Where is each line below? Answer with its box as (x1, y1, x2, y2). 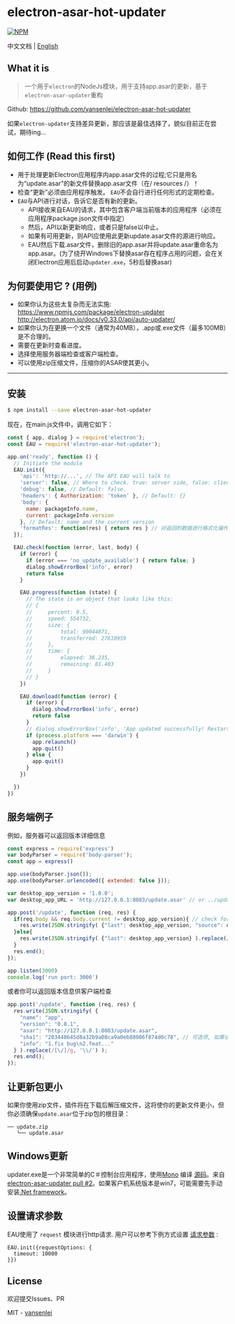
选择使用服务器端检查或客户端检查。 (17, 350, 122, 358)
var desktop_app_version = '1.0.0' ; (7, 889, 114, 896)
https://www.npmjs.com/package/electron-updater (17, 308, 165, 316)
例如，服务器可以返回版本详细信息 (7, 831, 106, 840)
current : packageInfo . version (25, 512, 114, 519)
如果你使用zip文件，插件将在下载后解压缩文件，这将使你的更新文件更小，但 (7, 1100, 225, 1109)
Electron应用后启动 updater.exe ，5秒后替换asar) (34, 258, 173, 266)
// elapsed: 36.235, (25, 654, 111, 661)
